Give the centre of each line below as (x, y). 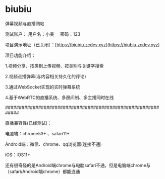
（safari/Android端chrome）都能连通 (43, 171)
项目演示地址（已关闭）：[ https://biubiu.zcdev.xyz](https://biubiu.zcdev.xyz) (82, 45)
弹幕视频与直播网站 (25, 23)
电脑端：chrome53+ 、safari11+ (37, 133)
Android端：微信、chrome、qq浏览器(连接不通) (54, 144)
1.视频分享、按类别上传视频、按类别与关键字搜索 (55, 66)
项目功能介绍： (20, 55)
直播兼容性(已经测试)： (28, 123)
